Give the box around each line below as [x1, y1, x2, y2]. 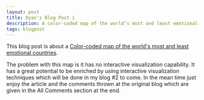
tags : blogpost [6, 26, 45, 32]
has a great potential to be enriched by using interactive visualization [6, 68, 180, 75]
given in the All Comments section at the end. [6, 87, 121, 95]
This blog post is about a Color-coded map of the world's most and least [6, 43, 189, 50]
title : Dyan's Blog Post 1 [6, 15, 75, 21]
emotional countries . [6, 49, 58, 57]
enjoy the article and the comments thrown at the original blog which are [6, 80, 189, 88]
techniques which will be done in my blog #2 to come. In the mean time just [6, 74, 197, 81]
